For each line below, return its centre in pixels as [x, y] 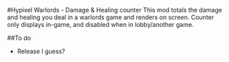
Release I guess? [41, 51]
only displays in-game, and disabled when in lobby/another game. [100, 24]
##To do [19, 38]
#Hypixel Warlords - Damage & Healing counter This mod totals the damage [115, 10]
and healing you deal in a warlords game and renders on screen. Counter [111, 17]
